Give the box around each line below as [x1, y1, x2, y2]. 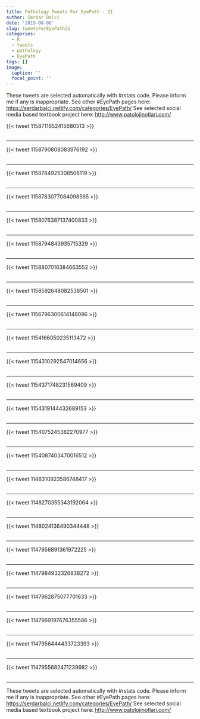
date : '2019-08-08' [6, 20, 55, 26]
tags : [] [6, 59, 28, 65]
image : [6, 64, 23, 71]
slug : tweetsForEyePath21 [6, 25, 70, 32]
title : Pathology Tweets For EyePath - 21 [6, 8, 113, 15]
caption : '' [11, 70, 42, 76]
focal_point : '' [11, 75, 52, 81]
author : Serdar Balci [6, 14, 60, 20]
